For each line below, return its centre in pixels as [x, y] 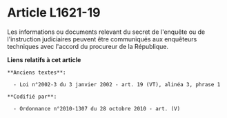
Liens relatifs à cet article [44, 59]
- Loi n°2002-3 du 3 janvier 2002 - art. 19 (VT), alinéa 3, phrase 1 [117, 84]
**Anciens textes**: [37, 72]
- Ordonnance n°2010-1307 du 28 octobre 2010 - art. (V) [97, 108]
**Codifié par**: [32, 97]
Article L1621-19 [54, 13]
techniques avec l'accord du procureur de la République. [88, 46]
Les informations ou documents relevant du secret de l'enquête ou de [106, 32]
